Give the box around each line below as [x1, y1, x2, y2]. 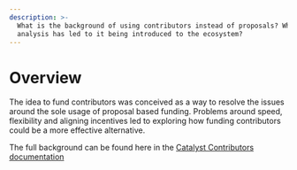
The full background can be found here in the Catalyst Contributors [9, 143, 255, 153]
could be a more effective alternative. [9, 125, 146, 135]
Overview [9, 67, 82, 88]
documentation [9, 151, 65, 162]
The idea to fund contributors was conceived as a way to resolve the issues [9, 97, 285, 107]
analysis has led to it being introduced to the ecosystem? [17, 29, 243, 38]
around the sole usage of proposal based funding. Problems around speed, [9, 106, 283, 117]
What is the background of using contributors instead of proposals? [17, 21, 278, 30]
